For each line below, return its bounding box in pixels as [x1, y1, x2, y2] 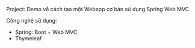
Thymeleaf [14, 35, 42, 41]
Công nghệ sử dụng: [6, 17, 57, 24]
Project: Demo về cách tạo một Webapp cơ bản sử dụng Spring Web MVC [6, 6, 190, 12]
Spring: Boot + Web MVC [14, 28, 78, 36]
